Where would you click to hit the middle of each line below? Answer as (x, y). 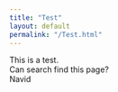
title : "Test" (36, 18)
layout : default (40, 26)
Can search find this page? (59, 69)
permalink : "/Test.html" (56, 34)
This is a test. (34, 60)
